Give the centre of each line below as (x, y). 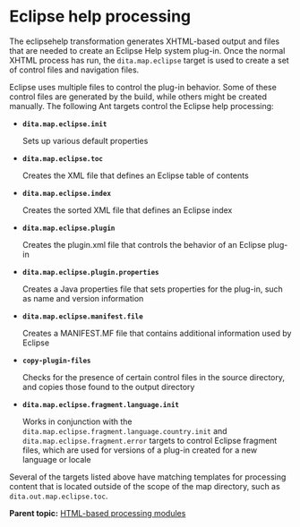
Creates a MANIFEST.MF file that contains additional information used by (157, 333)
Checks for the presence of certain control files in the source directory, (153, 377)
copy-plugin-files (56, 361)
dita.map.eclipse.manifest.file (82, 316)
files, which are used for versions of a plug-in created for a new (140, 450)
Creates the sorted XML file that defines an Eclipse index (127, 210)
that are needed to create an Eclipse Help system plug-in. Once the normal (147, 50)
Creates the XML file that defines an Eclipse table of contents (135, 175)
